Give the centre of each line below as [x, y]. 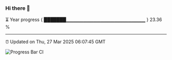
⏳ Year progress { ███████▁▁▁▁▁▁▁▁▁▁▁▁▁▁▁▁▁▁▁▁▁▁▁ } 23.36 [84, 19]
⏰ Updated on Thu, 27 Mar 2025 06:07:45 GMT [56, 42]
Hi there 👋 [18, 8]
